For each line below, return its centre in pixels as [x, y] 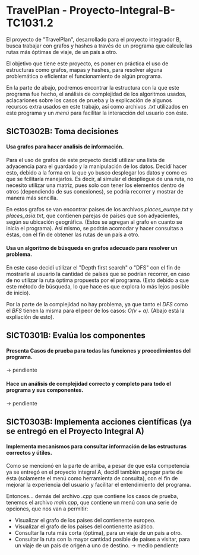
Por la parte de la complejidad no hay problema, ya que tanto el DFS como [97, 304]
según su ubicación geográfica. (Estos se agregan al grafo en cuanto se [94, 222]
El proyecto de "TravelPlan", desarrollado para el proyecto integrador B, [94, 39]
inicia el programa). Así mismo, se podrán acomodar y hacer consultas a [95, 228]
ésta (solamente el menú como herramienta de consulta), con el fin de [92, 478]
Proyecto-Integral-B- [122, 10]
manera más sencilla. [32, 198]
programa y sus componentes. [45, 390]
